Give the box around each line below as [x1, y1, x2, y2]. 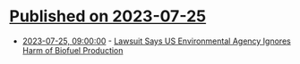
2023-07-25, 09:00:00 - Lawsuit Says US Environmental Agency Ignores [21, 36, 291, 46]
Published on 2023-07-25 [9, 6, 207, 27]
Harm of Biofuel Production [21, 44, 124, 55]
